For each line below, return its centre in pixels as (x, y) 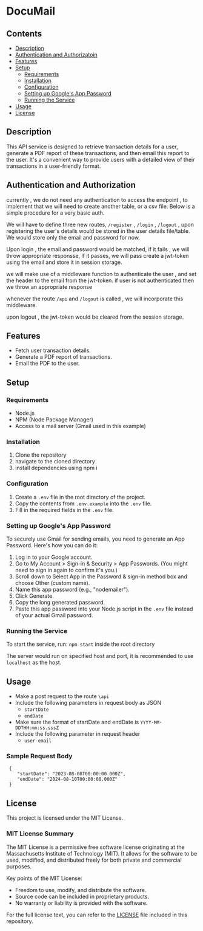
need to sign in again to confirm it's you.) (66, 570)
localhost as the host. (34, 663)
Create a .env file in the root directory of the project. (80, 497)
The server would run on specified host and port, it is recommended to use (100, 656)
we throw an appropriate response (49, 286)
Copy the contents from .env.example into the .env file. (83, 504)
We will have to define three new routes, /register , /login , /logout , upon (100, 224)
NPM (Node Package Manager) (54, 420)
